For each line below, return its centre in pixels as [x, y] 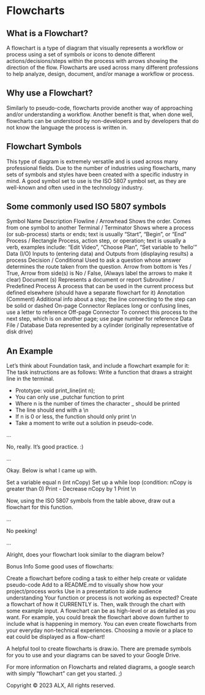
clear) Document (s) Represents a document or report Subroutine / [90, 280]
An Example [30, 351]
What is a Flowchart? [47, 33]
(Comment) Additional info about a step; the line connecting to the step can [101, 299]
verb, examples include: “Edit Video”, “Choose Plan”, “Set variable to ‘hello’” [102, 247]
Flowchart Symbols [44, 147]
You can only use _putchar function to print [69, 397]
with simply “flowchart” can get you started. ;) [64, 674]
